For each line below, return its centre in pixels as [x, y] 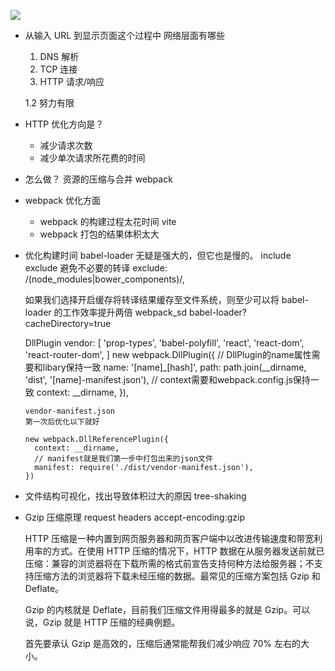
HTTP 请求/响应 [72, 81]
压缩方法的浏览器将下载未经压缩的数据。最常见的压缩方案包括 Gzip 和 [177, 576]
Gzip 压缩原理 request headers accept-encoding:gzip [134, 517]
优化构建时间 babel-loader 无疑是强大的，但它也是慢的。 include [158, 255]
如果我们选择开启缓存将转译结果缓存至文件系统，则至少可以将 [152, 299]
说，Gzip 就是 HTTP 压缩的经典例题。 [102, 622]
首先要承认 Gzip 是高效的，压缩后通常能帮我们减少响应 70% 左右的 [162, 643]
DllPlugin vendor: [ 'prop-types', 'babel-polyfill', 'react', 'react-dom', [164, 343]
